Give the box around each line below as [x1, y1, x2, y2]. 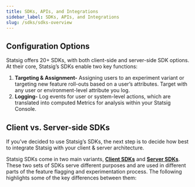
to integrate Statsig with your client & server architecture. [6, 144, 144, 151]
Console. [14, 106, 37, 113]
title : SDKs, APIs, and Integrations [6, 8, 99, 15]
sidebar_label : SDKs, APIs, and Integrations [6, 14, 119, 20]
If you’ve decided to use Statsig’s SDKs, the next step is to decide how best [6, 138, 189, 145]
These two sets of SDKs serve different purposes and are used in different [6, 162, 186, 169]
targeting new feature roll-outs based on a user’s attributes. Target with [14, 80, 188, 88]
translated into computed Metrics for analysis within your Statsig [14, 99, 171, 106]
